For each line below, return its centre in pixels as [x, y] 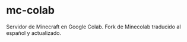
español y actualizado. [34, 33]
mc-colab [31, 10]
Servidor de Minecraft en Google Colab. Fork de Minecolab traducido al [93, 27]
